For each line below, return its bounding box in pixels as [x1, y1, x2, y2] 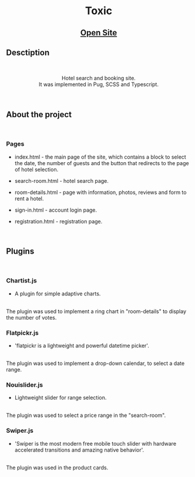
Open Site [80, 28, 117, 38]
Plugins [6, 246, 35, 256]
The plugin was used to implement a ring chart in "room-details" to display [6, 308, 187, 315]
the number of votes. [6, 314, 57, 321]
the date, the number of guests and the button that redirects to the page [14, 159, 189, 166]
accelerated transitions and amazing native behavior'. [14, 446, 144, 453]
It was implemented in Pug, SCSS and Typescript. [39, 81, 159, 88]
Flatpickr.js [6, 328, 39, 337]
